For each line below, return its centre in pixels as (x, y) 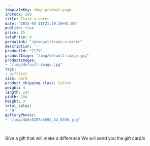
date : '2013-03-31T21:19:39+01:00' (42, 23)
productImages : (21, 60)
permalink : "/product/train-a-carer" (44, 42)
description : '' (22, 46)
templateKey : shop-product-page (38, 10)
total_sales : (18, 106)
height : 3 (15, 102)
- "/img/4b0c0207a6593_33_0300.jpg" (43, 120)
